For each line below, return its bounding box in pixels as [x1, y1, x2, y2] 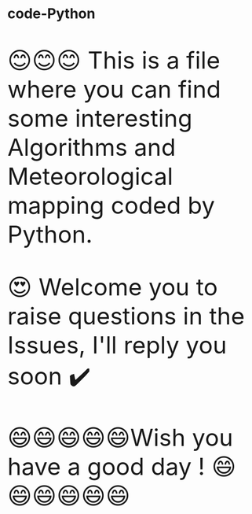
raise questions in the [7, 301, 245, 331]
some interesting [7, 103, 193, 134]
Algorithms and [7, 132, 176, 162]
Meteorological [7, 161, 173, 191]
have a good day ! [7, 452, 206, 482]
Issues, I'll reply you [7, 330, 227, 361]
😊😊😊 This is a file [7, 45, 221, 76]
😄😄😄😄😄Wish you [7, 423, 233, 453]
